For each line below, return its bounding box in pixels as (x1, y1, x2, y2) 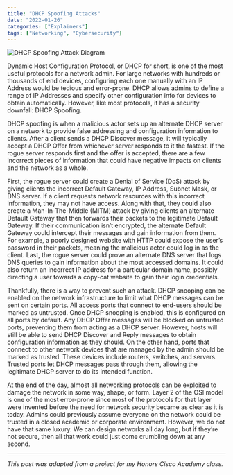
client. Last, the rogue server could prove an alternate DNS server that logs (7, 251, 222, 259)
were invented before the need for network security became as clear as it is (7, 403, 224, 411)
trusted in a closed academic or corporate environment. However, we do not (7, 417, 225, 426)
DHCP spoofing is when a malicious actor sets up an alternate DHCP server (7, 119, 223, 128)
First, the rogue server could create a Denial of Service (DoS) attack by (7, 178, 210, 186)
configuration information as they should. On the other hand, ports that (7, 338, 209, 347)
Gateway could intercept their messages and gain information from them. (7, 229, 216, 237)
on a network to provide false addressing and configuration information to (7, 127, 218, 135)
